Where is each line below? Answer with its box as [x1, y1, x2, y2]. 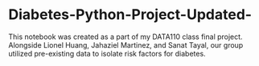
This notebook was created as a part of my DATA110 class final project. [8, 32, 243, 41]
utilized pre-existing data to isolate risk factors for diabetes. [8, 49, 207, 58]
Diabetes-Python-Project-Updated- [8, 6, 252, 24]
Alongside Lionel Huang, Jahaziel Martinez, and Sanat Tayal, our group [8, 40, 244, 49]
